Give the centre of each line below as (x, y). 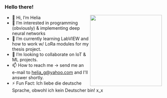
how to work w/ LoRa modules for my (50, 44)
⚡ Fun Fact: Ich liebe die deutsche (47, 83)
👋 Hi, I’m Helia (26, 18)
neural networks (29, 34)
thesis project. (27, 49)
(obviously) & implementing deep (46, 28)
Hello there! (19, 7)
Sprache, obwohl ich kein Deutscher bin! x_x (57, 91)
